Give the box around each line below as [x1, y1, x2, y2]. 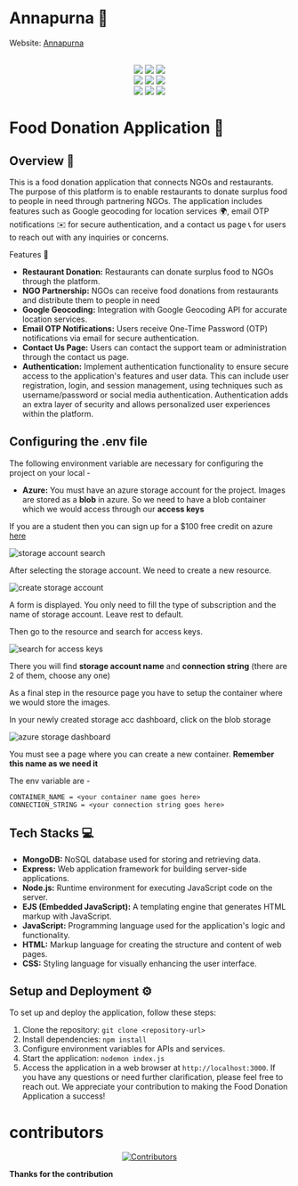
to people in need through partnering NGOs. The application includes [9, 195, 262, 206]
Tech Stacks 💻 [9, 826, 94, 841]
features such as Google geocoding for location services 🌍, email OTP [9, 205, 270, 217]
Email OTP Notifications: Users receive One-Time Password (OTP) [21, 323, 269, 333]
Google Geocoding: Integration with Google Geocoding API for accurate [21, 304, 287, 315]
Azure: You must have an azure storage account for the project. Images [21, 485, 286, 495]
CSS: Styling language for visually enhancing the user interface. [21, 958, 258, 969]
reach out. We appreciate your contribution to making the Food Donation [21, 1082, 288, 1092]
